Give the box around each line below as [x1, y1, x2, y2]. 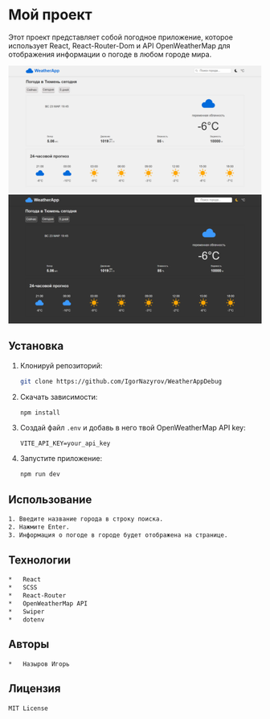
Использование [8, 492, 92, 506]
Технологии [8, 553, 71, 567]
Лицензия [8, 682, 61, 696]
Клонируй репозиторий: [19, 360, 103, 370]
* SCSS [8, 583, 38, 592]
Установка [8, 339, 64, 353]
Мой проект [8, 6, 92, 24]
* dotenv [8, 615, 45, 624]
